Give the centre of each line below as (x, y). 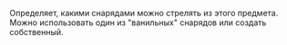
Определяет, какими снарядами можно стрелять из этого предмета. (144, 13)
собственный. (36, 32)
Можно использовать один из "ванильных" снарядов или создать (138, 22)
